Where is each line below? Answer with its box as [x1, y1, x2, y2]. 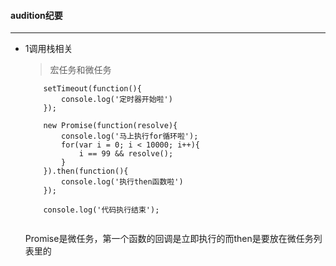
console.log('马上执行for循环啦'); [61, 131, 199, 142]
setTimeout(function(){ [43, 84, 142, 94]
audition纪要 [10, 9, 63, 21]
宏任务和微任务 [49, 64, 112, 76]
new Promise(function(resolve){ [43, 121, 178, 131]
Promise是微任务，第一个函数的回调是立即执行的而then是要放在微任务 [24, 233, 314, 245]
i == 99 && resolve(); [78, 149, 174, 159]
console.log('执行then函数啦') [61, 177, 184, 187]
